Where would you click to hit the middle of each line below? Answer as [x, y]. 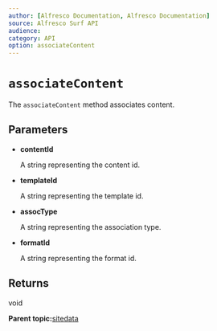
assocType [39, 211]
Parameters [38, 130]
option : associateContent [51, 46]
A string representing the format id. [78, 258]
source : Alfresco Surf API [53, 23]
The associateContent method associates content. [92, 104]
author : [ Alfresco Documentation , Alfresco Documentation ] [109, 16]
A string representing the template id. [82, 196]
